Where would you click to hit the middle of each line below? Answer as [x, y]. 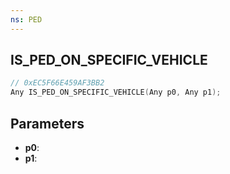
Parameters [47, 123]
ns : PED [26, 19]
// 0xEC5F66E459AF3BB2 [57, 83]
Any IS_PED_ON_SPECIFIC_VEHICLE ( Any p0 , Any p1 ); [116, 92]
